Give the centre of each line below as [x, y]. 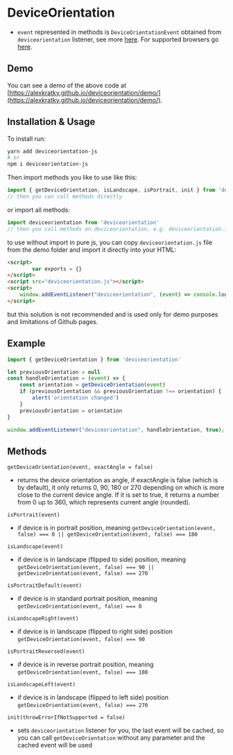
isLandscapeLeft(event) [42, 685]
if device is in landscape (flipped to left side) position [93, 697]
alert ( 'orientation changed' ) [76, 398]
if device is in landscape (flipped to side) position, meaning [101, 559]
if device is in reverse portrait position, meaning [85, 665]
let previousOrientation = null [54, 372]
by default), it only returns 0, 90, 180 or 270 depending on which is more [121, 488]
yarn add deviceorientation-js [52, 151]
